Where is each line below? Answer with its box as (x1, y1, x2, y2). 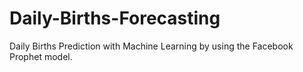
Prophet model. (9, 50, 73, 62)
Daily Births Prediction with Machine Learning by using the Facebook (9, 40, 294, 52)
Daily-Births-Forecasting (9, 7, 221, 30)
